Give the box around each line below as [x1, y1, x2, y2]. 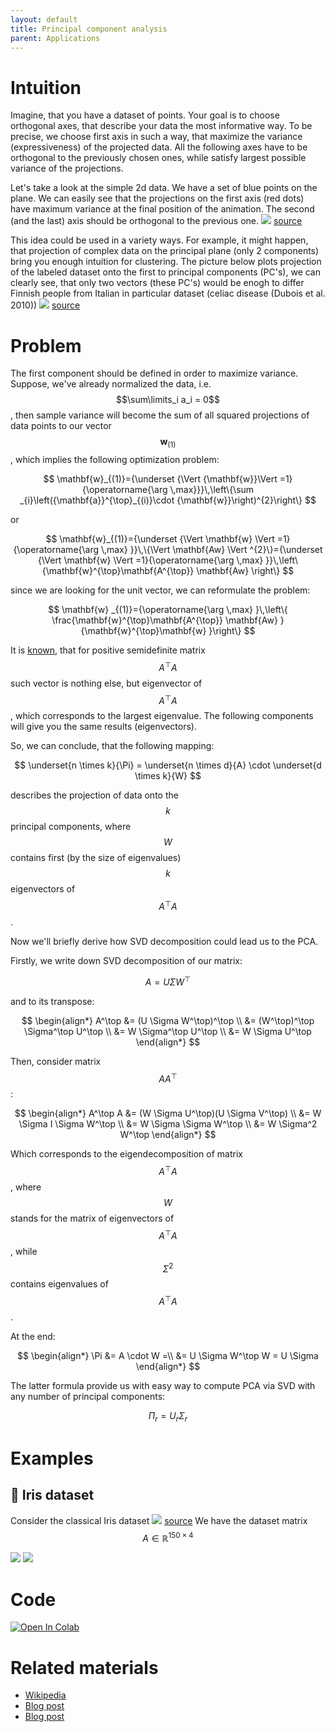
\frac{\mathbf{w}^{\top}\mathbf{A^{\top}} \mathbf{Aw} [51, 614, 278, 626]
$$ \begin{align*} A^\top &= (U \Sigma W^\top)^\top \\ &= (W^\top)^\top [21, 1014, 315, 1026]
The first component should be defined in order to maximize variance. [10, 367, 299, 380]
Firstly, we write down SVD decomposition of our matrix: [10, 955, 243, 967]
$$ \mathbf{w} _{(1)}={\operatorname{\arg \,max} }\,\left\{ [48, 604, 288, 616]
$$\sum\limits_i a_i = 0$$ [116, 394, 220, 406]
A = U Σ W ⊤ [144, 974, 192, 988]
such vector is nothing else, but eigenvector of [10, 677, 203, 689]
